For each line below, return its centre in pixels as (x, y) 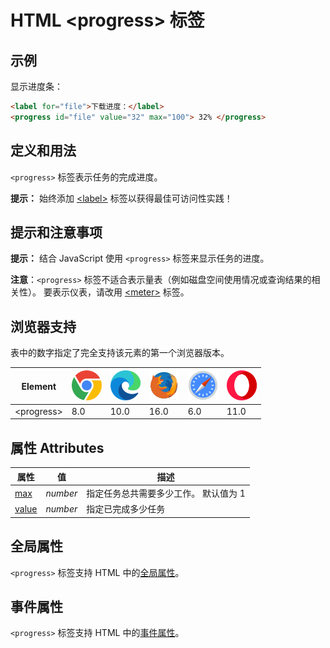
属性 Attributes (57, 447)
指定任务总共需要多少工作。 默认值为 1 (166, 493)
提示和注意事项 (56, 232)
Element (39, 386)
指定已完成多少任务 (126, 509)
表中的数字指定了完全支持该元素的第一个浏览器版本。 (120, 353)
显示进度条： (36, 86)
